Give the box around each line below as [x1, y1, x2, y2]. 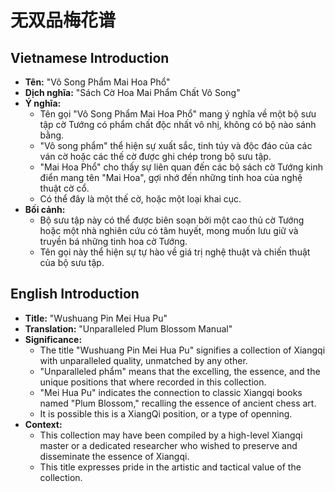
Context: [24, 418, 63, 430]
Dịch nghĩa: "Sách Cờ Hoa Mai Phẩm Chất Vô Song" [24, 87, 241, 98]
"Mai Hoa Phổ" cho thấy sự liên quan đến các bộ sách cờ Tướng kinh [39, 161, 324, 173]
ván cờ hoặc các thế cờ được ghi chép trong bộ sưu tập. [39, 151, 272, 162]
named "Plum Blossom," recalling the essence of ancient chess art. [39, 397, 317, 409]
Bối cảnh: [24, 204, 66, 215]
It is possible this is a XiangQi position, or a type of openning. [39, 407, 293, 420]
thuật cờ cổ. [39, 182, 90, 194]
